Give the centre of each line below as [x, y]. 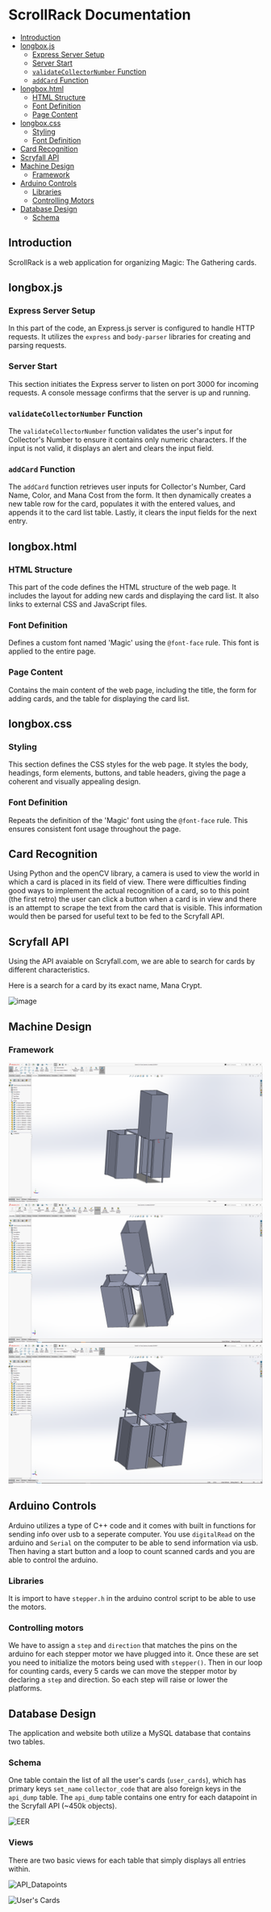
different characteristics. [49, 970]
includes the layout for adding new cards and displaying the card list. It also [134, 596]
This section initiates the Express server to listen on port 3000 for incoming [133, 384]
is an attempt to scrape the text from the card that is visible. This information [135, 908]
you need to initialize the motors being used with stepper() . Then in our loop [135, 1662]
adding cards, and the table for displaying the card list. [99, 698]
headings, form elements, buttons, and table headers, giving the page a [127, 773]
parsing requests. [38, 346]
